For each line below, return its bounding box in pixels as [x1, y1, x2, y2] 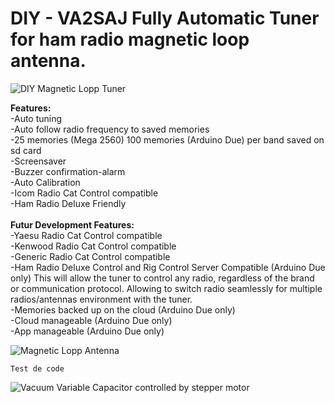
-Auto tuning [10, 112, 63, 124]
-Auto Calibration [10, 176, 81, 188]
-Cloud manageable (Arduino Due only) [10, 314, 173, 326]
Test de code [10, 363, 65, 374]
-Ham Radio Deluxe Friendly [10, 197, 127, 209]
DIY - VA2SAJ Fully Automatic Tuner [10, 7, 320, 30]
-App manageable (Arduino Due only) [10, 325, 165, 337]
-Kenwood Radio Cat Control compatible [10, 240, 177, 252]
